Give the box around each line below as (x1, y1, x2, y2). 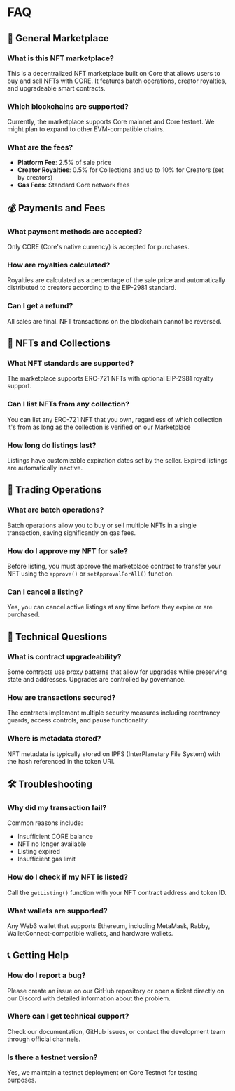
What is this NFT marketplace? (7, 53, 114, 63)
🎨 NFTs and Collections (7, 338, 111, 350)
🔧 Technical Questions (7, 630, 108, 642)
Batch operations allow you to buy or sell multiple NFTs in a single (7, 521, 197, 529)
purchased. (7, 610, 41, 619)
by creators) (17, 173, 53, 182)
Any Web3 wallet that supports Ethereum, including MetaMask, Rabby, (7, 921, 211, 930)
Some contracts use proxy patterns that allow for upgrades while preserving (7, 668, 227, 676)
